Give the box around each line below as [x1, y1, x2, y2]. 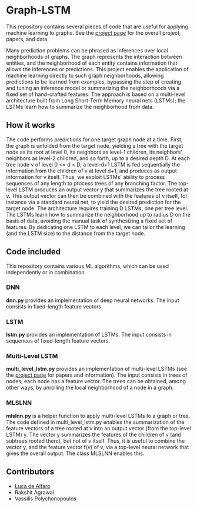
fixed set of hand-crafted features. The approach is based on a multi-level [6, 91, 186, 98]
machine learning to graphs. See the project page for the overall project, [6, 29, 181, 36]
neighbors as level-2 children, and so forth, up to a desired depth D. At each [6, 154, 190, 162]
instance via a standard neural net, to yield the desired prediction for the [6, 198, 181, 205]
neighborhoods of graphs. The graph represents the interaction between [6, 53, 182, 60]
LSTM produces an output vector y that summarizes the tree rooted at [18, 186, 188, 193]
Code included [6, 247, 61, 257]
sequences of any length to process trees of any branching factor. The [6, 180, 178, 187]
